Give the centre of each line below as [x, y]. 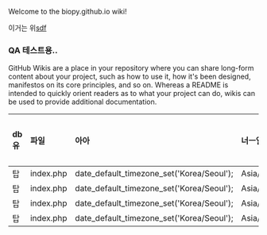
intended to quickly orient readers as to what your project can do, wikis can [132, 94]
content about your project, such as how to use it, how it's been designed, [130, 77]
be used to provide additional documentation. [83, 102]
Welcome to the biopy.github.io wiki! [68, 12]
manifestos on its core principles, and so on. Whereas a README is [118, 85]
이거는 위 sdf [27, 28]
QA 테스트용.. [33, 50]
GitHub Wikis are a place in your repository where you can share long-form [131, 68]
